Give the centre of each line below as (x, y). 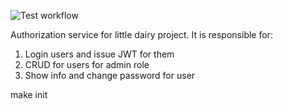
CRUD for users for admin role (87, 64)
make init (29, 94)
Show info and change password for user (110, 75)
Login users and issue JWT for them (99, 54)
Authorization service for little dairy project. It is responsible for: (141, 34)
